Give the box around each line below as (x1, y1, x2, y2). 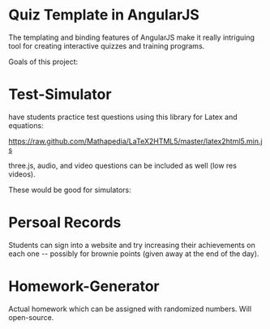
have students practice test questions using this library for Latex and (8, 112, 238, 122)
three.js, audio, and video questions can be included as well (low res (8, 160, 238, 170)
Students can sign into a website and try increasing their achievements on (8, 240, 255, 250)
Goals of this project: (8, 57, 79, 66)
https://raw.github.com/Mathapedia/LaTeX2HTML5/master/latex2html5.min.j (8, 136, 263, 146)
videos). (8, 169, 36, 179)
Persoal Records (8, 213, 122, 232)
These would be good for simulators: (8, 185, 131, 194)
